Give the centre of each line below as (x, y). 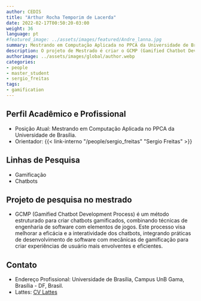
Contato (22, 265)
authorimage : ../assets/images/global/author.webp (71, 56)
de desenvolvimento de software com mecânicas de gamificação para (101, 240)
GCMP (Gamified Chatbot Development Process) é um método (92, 214)
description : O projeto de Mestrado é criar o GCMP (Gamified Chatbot (96, 51)
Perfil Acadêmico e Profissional (66, 114)
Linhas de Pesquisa (43, 160)
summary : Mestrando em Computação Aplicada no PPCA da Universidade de (97, 46)
